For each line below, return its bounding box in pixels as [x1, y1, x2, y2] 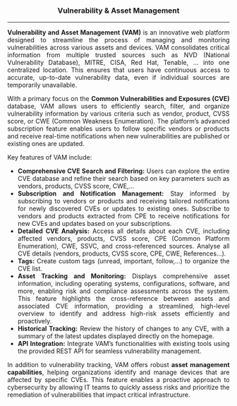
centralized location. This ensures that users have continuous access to [7, 66, 230, 74]
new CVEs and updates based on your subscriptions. [17, 220, 172, 228]
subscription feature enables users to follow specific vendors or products [7, 124, 230, 133]
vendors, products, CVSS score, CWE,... [17, 182, 135, 191]
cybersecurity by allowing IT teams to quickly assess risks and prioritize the [7, 383, 230, 392]
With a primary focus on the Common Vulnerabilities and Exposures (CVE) [7, 95, 230, 103]
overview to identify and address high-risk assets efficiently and [17, 309, 230, 318]
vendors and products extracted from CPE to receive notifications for [17, 212, 230, 220]
